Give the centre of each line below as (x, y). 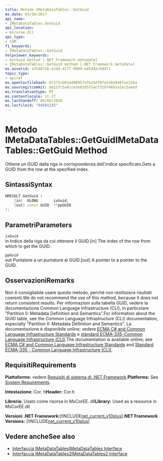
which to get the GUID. (28, 246)
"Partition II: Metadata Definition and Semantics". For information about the (80, 313)
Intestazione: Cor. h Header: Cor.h (40, 392)
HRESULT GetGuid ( (24, 196)
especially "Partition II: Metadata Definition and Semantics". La (68, 324)
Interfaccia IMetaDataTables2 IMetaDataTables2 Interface (70, 454)
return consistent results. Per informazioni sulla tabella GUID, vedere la (77, 303)
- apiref (14, 78)
